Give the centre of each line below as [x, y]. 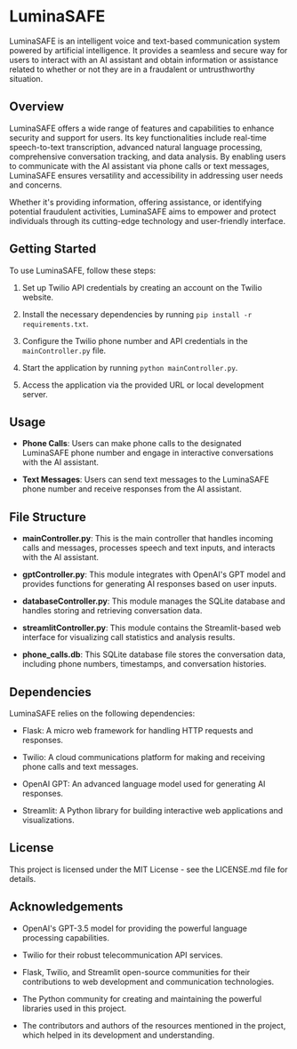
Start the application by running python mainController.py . [130, 367]
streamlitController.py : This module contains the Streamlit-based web [152, 628]
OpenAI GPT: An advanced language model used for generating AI [144, 784]
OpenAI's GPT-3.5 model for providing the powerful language [134, 928]
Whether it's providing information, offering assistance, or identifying [136, 202]
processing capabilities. [65, 937]
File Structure [48, 517]
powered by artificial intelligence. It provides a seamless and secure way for [148, 50]
